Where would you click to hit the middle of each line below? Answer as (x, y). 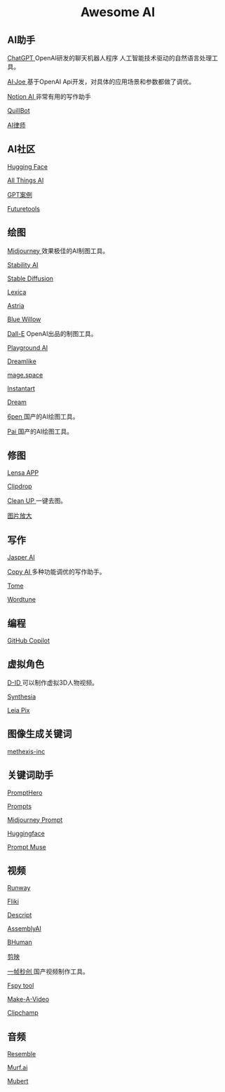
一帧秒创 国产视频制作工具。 (48, 971)
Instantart (21, 388)
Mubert (18, 1081)
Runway (19, 888)
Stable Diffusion (30, 278)
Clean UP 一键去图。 (37, 501)
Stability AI (23, 264)
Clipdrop (20, 486)
